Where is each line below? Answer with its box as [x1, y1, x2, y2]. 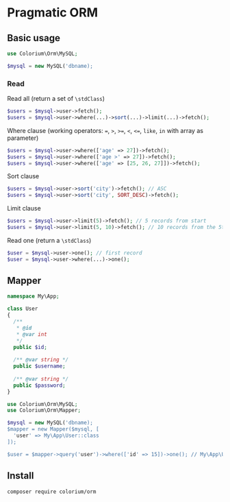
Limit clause [7, 204, 41, 213]
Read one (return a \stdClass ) [7, 236, 92, 244]
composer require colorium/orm [7, 488, 97, 495]
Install [7, 470, 34, 481]
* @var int [16, 331, 48, 337]
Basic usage [7, 32, 60, 44]
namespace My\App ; [7, 293, 60, 300]
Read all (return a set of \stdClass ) [7, 95, 105, 103]
